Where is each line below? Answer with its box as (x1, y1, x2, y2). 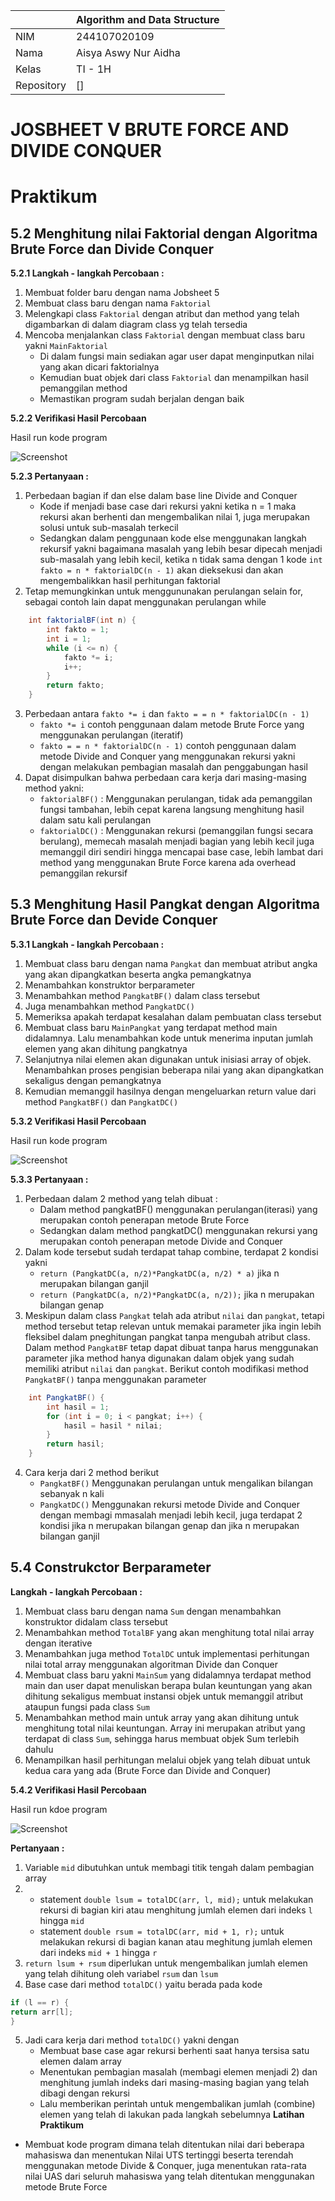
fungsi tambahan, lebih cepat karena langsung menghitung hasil (39, 804, 305, 816)
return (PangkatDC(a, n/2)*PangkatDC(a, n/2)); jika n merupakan (39, 1288, 315, 1300)
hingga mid (39, 1914, 85, 1926)
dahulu (24, 1743, 54, 1755)
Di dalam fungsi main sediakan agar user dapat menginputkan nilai (39, 350, 315, 363)
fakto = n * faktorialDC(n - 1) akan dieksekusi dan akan (39, 564, 284, 576)
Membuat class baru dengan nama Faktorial (24, 297, 212, 309)
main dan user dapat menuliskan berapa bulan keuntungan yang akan (24, 1679, 313, 1691)
